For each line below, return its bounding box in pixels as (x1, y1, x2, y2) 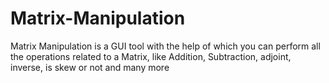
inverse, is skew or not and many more (10, 61, 170, 73)
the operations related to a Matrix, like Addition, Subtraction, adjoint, (10, 50, 292, 62)
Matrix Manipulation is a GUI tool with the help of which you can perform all (10, 40, 321, 52)
